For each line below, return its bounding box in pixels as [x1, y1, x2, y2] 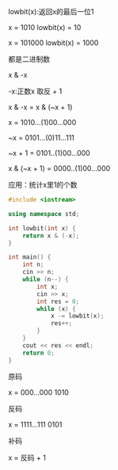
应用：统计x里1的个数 [8, 180, 78, 189]
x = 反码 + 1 [8, 453, 46, 462]
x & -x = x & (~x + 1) [8, 102, 73, 112]
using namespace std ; [8, 210, 80, 218]
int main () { [8, 253, 51, 261]
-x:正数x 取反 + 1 [8, 86, 63, 96]
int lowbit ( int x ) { [8, 224, 77, 232]
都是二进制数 [8, 55, 50, 63]
